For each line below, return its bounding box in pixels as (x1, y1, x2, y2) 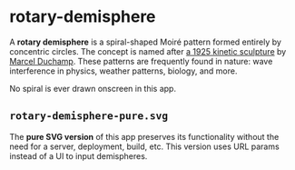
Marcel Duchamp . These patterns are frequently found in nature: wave (9, 55, 273, 66)
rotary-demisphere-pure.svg (9, 109, 169, 123)
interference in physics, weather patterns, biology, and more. (9, 65, 238, 76)
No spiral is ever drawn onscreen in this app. (9, 83, 177, 94)
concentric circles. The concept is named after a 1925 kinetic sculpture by (9, 45, 287, 56)
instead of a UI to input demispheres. (9, 150, 148, 161)
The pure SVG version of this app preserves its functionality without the (9, 131, 280, 142)
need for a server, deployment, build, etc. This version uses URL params (9, 141, 280, 152)
